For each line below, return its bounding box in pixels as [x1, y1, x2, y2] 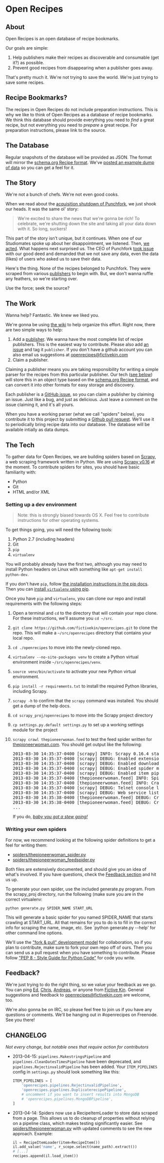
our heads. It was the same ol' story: [5, 206, 79, 212]
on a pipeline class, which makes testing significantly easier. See [12, 1120, 143, 1126]
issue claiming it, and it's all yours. [5, 402, 74, 407]
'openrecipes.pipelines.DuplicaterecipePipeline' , [21, 1088, 127, 1092]
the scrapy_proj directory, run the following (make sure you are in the [5, 891, 144, 897]
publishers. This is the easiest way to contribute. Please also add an [12, 342, 149, 348]
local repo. [12, 635, 35, 641]
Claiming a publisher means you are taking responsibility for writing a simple [5, 367, 159, 372]
